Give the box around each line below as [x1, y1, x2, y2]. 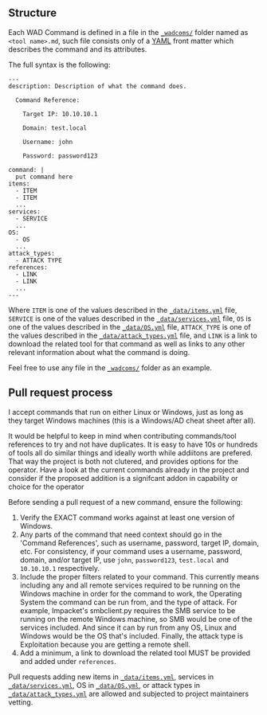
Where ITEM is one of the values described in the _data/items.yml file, [8, 305, 238, 315]
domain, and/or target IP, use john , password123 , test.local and [19, 555, 230, 565]
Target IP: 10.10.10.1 [22, 110, 98, 118]
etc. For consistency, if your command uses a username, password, [19, 546, 243, 556]
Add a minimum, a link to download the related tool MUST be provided [19, 648, 251, 658]
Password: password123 [22, 151, 98, 160]
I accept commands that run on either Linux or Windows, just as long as [8, 407, 244, 416]
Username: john [22, 138, 73, 146]
